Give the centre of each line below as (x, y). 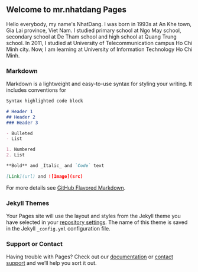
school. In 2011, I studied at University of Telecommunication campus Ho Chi (99, 43)
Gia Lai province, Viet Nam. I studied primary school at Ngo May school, (94, 30)
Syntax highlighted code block (45, 101)
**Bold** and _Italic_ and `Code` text (55, 166)
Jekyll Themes (28, 203)
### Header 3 (22, 123)
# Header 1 (20, 111)
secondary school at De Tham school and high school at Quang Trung (92, 36)
